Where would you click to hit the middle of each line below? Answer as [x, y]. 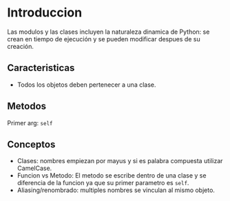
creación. [21, 46]
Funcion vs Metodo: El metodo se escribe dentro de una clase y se [112, 176]
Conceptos [31, 144]
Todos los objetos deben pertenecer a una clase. [86, 85]
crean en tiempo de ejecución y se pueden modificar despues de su [104, 39]
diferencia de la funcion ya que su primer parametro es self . [103, 183]
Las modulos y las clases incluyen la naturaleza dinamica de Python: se [108, 32]
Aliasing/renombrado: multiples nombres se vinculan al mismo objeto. [116, 190]
